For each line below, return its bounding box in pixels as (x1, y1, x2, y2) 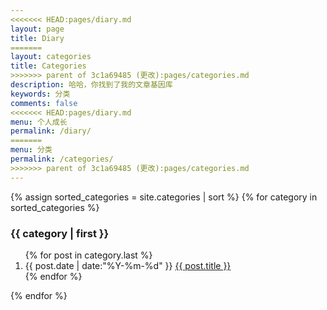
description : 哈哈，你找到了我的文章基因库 (10, 80, 173, 90)
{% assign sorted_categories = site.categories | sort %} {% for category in (10, 191, 318, 203)
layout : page (10, 24, 65, 34)
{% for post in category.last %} (24, 249, 153, 261)
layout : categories (10, 52, 92, 62)
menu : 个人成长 (10, 117, 68, 127)
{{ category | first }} (10, 226, 110, 240)
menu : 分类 (10, 145, 53, 155)
